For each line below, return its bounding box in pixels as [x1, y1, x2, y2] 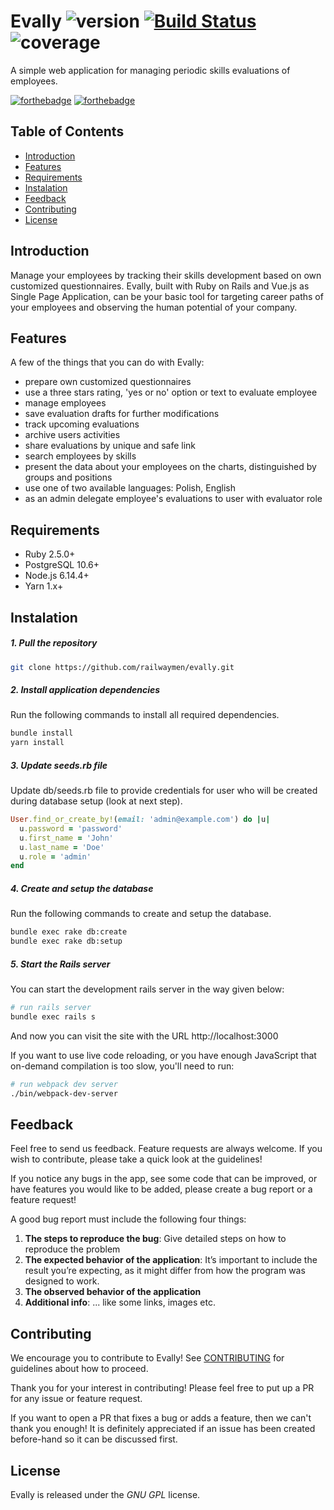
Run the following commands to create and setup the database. [10, 908, 272, 920]
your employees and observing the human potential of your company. [10, 301, 298, 313]
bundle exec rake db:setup [10, 936, 123, 947]
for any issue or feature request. [10, 1393, 143, 1405]
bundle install [10, 728, 74, 739]
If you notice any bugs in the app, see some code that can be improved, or [10, 1173, 318, 1185]
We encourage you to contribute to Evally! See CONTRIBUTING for [10, 1352, 285, 1364]
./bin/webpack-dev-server [10, 1088, 118, 1099]
